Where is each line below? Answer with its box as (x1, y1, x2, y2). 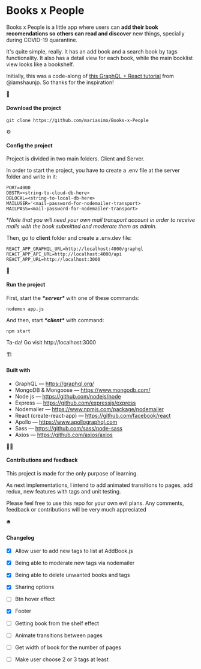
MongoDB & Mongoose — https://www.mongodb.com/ (14, 386, 151, 394)
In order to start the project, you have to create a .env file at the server (6, 166, 180, 174)
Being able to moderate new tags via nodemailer (14, 560, 135, 567)
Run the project (6, 281, 46, 288)
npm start (6, 328, 31, 334)
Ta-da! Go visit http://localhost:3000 (6, 338, 97, 346)
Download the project (6, 104, 61, 111)
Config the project (6, 142, 53, 149)
